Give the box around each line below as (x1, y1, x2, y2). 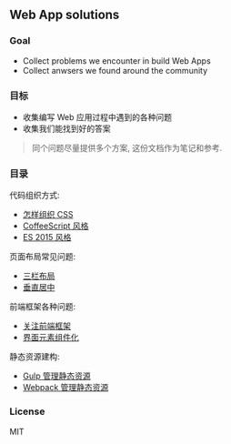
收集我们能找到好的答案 (22, 123, 111, 134)
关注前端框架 (22, 320, 71, 331)
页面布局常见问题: (9, 251, 76, 262)
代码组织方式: (9, 190, 61, 201)
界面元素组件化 (22, 332, 79, 343)
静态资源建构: (9, 351, 61, 362)
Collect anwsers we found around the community (22, 65, 208, 76)
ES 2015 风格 (22, 232, 72, 243)
